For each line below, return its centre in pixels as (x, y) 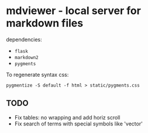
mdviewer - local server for (74, 11)
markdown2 (27, 57)
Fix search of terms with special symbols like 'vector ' (79, 124)
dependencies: (24, 39)
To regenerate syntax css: (37, 74)
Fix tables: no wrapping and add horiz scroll (67, 117)
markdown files (45, 23)
